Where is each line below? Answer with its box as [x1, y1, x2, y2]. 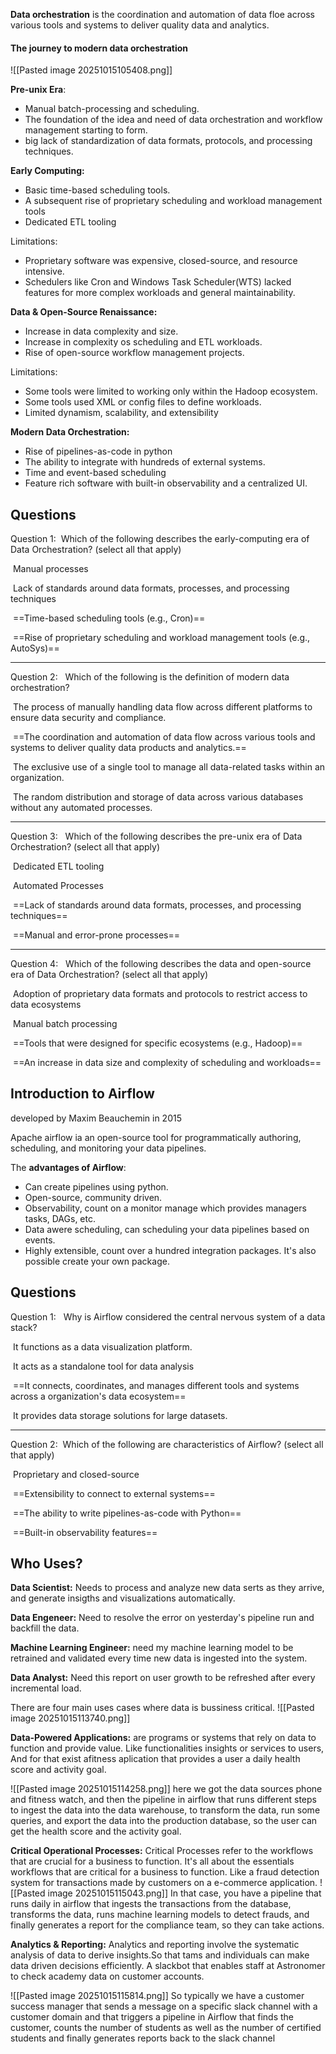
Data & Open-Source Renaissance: [10, 306, 158, 318]
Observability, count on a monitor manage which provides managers [24, 1202, 307, 1214]
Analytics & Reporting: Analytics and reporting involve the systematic [10, 1939, 300, 1951]
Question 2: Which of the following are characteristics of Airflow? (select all [10, 1438, 324, 1450]
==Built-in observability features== [12, 1526, 158, 1538]
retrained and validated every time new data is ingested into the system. [10, 1652, 308, 1664]
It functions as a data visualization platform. [12, 1340, 193, 1353]
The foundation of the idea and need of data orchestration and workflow [24, 114, 323, 126]
